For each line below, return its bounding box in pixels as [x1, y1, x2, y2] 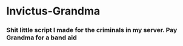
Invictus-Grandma [6, 4, 101, 18]
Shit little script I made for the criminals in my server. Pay [6, 26, 178, 34]
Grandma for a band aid [6, 33, 77, 42]
